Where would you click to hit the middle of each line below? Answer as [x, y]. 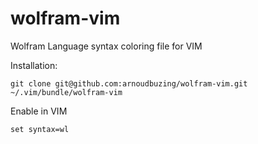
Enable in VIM [39, 111]
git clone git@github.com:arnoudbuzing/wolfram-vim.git [129, 83]
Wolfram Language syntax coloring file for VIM [106, 46]
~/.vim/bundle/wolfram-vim [66, 92]
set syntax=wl [40, 129]
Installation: [34, 65]
